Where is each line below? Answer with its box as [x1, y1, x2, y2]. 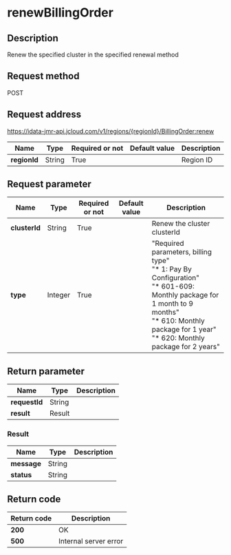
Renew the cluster [151, 219, 210, 229]
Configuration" [151, 273, 199, 283]
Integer [47, 291, 71, 300]
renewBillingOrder [7, 5, 113, 21]
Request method [7, 70, 80, 82]
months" [151, 308, 180, 317]
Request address [7, 109, 82, 121]
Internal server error [58, 536, 124, 546]
